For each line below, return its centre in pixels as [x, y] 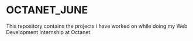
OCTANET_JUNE [47, 10]
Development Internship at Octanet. [49, 32]
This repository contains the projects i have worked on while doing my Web [97, 26]
